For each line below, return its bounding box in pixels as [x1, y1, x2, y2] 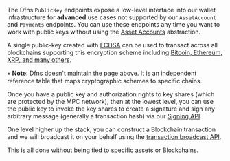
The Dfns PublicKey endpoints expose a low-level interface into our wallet [7, 6, 216, 14]
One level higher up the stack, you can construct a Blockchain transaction [7, 125, 216, 133]
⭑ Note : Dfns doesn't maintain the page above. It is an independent [7, 69, 197, 77]
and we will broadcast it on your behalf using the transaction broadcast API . [7, 133, 222, 140]
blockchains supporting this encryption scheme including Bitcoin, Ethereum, [7, 48, 223, 56]
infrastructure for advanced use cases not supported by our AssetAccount [7, 13, 216, 21]
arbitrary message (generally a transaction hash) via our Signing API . [7, 112, 203, 120]
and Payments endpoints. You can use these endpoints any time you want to [7, 21, 220, 28]
